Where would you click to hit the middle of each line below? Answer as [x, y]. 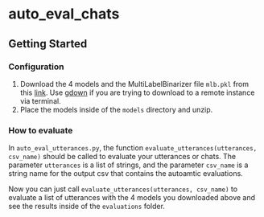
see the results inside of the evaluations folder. [87, 207]
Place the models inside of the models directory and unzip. [116, 109]
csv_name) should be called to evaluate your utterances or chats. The [122, 157]
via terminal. [41, 100]
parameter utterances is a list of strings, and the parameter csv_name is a [128, 165]
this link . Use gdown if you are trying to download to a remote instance [137, 92]
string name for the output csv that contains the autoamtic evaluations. [126, 174]
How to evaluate [41, 130]
